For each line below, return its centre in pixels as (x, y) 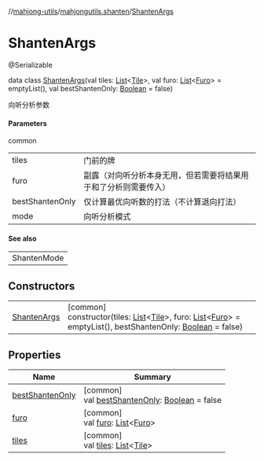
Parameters (27, 123)
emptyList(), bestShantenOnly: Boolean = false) (156, 327)
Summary (152, 377)
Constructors (42, 286)
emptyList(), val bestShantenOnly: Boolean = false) (91, 88)
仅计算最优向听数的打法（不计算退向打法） (162, 202)
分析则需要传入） (139, 187)
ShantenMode (38, 258)
